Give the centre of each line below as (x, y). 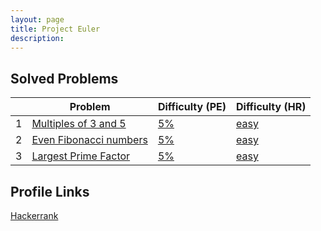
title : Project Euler (55, 29)
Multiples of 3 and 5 (79, 124)
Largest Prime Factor (81, 156)
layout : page (37, 19)
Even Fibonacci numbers (89, 140)
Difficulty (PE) (192, 107)
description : (37, 38)
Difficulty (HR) (271, 107)
